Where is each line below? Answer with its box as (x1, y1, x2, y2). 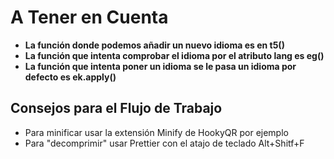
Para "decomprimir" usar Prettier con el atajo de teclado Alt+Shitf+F (24, 137, 305, 149)
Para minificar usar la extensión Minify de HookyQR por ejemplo (24, 126, 289, 138)
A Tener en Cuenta (10, 6, 169, 29)
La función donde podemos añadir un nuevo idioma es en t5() (24, 39, 285, 51)
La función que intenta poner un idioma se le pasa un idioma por (24, 60, 297, 72)
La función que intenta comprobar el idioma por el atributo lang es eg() (24, 49, 325, 61)
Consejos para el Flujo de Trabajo (10, 100, 223, 117)
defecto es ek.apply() (24, 71, 117, 83)
